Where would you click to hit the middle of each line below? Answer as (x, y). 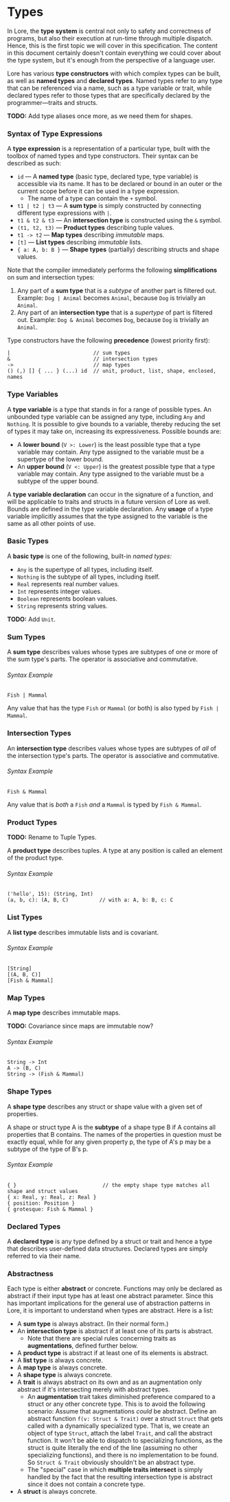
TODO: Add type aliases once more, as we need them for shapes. (100, 116)
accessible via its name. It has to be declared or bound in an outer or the (119, 184)
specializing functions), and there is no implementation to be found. (123, 1455)
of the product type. (35, 858)
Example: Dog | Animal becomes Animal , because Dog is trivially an (111, 298)
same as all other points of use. (51, 523)
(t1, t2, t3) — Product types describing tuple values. (96, 228)
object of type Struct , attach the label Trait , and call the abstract (120, 1433)
